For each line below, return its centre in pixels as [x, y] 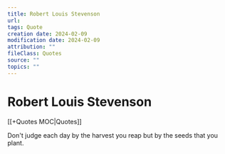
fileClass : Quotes [35, 54]
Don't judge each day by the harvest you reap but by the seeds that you [113, 135]
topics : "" [23, 67]
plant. [16, 143]
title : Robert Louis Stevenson [54, 14]
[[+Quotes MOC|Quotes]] [45, 121]
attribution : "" [31, 47]
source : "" [23, 60]
